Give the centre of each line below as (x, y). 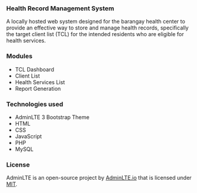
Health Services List (40, 82)
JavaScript (28, 136)
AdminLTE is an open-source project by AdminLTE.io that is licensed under (99, 178)
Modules (20, 57)
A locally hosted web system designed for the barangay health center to (96, 22)
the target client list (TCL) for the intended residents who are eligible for (95, 34)
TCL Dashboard (34, 69)
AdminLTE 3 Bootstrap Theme (52, 117)
